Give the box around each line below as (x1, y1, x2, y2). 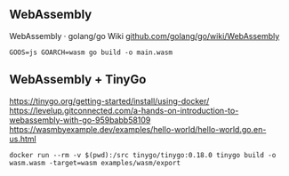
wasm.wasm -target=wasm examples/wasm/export (9, 158, 181, 167)
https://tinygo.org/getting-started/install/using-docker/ (9, 95, 210, 106)
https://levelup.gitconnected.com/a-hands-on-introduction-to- (9, 105, 239, 116)
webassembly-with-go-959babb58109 (9, 115, 151, 125)
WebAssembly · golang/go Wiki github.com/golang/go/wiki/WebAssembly (9, 30, 280, 41)
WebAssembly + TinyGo (9, 72, 147, 87)
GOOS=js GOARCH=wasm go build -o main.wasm (9, 48, 173, 57)
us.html (9, 133, 37, 144)
